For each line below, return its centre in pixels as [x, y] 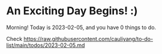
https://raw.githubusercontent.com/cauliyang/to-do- [88, 39]
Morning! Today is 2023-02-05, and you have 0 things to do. [81, 27]
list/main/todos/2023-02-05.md [46, 45]
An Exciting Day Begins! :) [72, 11]
